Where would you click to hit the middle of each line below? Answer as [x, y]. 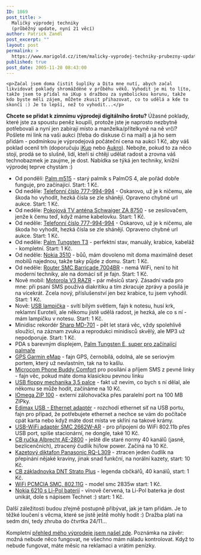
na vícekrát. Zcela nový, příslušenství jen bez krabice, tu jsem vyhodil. [101, 293]
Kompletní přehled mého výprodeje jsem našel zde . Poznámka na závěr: [95, 533]
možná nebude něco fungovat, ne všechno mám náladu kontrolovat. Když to [100, 539]
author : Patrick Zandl [34, 34]
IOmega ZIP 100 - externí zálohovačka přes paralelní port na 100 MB [99, 395]
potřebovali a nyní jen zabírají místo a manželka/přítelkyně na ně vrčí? [92, 129]
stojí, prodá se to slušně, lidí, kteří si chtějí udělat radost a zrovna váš [91, 154]
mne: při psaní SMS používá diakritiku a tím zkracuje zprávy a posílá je [102, 287]
